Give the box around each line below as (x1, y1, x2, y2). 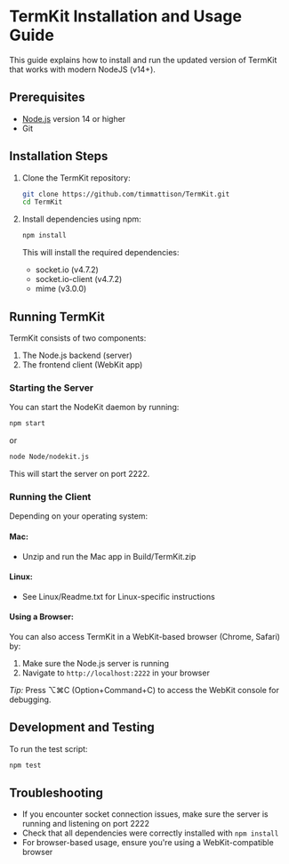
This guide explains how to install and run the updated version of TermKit (9, 54, 277, 65)
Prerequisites (9, 90, 85, 105)
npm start (9, 419, 46, 428)
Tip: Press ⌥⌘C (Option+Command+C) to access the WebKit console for (9, 684, 280, 695)
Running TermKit (9, 309, 105, 324)
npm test (9, 761, 42, 770)
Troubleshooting (9, 786, 104, 801)
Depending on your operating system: (9, 511, 149, 521)
